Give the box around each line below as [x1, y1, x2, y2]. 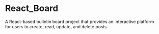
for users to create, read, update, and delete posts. [5, 23, 108, 29]
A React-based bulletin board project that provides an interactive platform [5, 19, 154, 24]
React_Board [5, 3, 58, 14]
